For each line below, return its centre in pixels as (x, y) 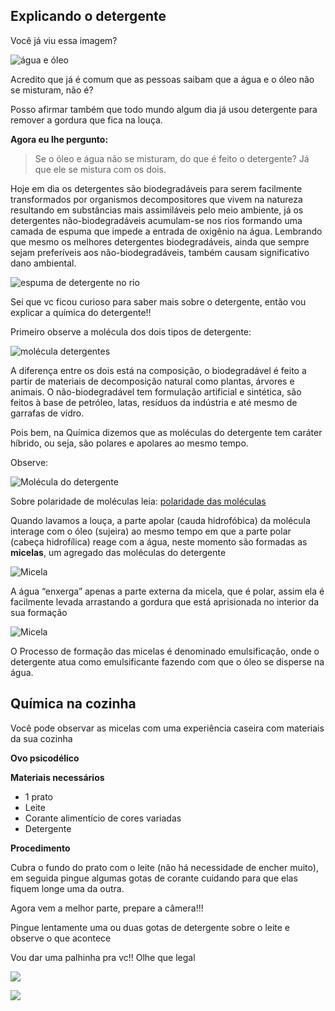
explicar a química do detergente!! (81, 312)
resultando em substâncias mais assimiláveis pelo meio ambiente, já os (157, 210)
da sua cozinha (41, 738)
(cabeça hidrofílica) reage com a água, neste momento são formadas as (159, 541)
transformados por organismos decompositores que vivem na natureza (156, 199)
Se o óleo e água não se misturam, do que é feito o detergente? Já (172, 158)
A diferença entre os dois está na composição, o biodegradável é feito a (158, 370)
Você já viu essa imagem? (64, 40)
